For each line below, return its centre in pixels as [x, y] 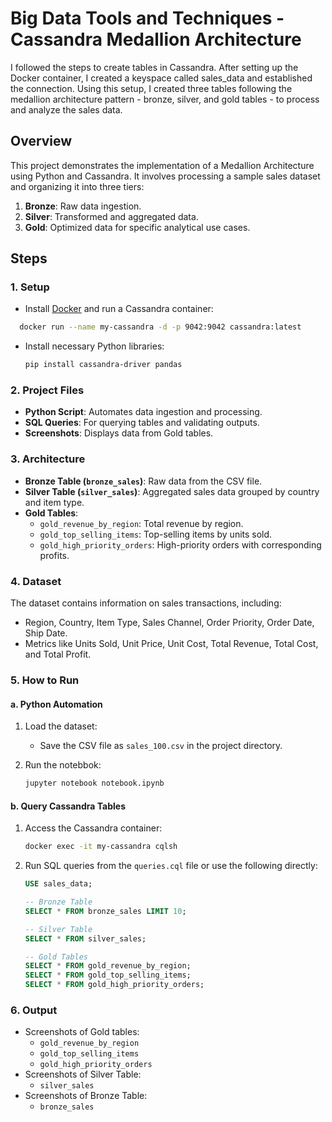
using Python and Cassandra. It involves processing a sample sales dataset [165, 176]
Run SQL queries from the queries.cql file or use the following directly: [171, 866]
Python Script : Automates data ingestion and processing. [143, 412]
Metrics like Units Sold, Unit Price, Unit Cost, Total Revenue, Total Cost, [171, 644]
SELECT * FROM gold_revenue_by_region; [108, 966]
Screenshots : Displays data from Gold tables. [119, 433]
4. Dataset [36, 581]
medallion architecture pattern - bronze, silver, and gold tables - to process [165, 99]
